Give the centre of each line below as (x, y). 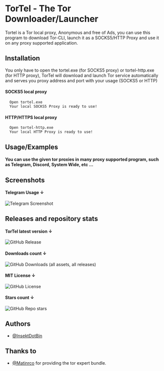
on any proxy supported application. (42, 43)
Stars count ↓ (20, 297)
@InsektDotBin (27, 336)
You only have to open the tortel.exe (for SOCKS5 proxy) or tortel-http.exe (80, 70)
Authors (18, 324)
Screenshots (25, 180)
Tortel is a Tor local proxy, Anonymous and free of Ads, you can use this (78, 32)
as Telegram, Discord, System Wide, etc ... (49, 165)
